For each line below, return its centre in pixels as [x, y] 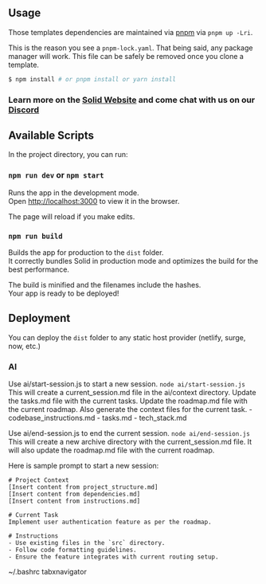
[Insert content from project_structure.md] [83, 488]
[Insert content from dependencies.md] [74, 494]
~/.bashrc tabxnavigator [48, 572]
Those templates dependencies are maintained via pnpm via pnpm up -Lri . [131, 32]
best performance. [39, 269]
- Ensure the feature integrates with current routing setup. [113, 557]
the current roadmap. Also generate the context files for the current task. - [130, 410]
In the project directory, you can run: [68, 155]
